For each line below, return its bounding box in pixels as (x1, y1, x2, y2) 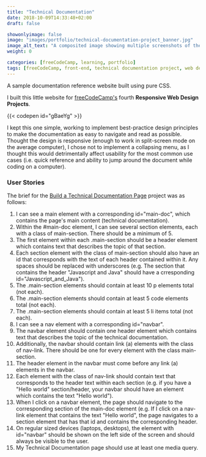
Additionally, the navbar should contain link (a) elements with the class (15, 340, 194, 347)
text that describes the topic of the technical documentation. (15, 334, 169, 341)
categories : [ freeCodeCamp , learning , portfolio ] (7, 59, 136, 65)
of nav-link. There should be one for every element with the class (15, 346, 180, 354)
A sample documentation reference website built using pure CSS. (7, 82, 172, 89)
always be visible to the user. (15, 437, 89, 445)
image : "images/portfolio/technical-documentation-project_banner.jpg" (7, 37, 193, 43)
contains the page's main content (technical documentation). (15, 216, 170, 224)
